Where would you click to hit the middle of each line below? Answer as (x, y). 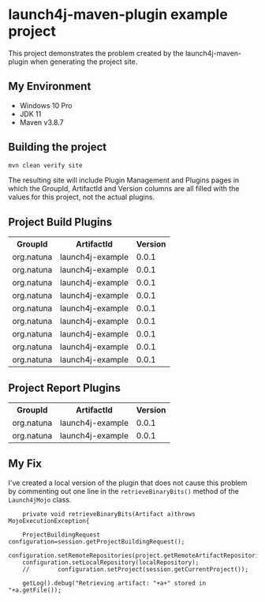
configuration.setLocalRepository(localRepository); (111, 562)
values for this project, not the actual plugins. (82, 197)
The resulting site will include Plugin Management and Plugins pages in (124, 180)
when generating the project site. (84, 62)
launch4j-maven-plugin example (118, 15)
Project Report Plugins (64, 388)
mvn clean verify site (45, 165)
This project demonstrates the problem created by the (96, 53)
